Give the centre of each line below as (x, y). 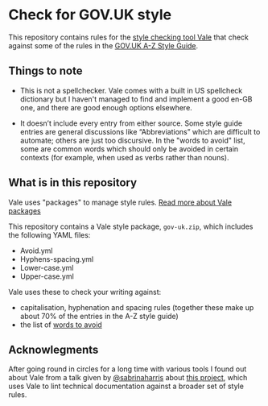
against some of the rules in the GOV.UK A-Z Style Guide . (103, 45)
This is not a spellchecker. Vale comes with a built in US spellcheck (131, 90)
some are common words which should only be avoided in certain (129, 149)
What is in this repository (73, 183)
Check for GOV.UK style (90, 15)
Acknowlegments (54, 349)
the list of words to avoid (61, 325)
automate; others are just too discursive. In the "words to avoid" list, (132, 140)
